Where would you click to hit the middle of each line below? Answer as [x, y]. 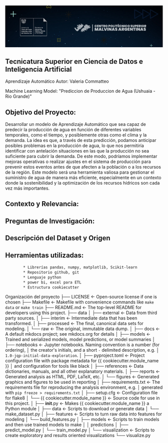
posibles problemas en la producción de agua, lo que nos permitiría [74, 145]
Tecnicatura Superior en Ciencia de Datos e [74, 61]
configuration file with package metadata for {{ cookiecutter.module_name [82, 360]
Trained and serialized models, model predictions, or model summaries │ [80, 339]
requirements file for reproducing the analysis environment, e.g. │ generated [84, 387]
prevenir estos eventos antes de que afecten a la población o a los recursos [83, 167]
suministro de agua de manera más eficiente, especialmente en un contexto [83, 178]
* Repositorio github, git [51, 272]
